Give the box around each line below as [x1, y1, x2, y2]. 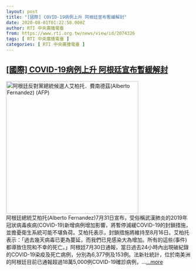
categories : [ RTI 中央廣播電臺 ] [6, 42, 85, 48]
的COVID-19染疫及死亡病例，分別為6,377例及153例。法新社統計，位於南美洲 [6, 251, 191, 258]
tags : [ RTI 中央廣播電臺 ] [6, 36, 69, 42]
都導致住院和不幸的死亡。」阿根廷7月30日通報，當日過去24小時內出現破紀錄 [6, 243, 189, 250]
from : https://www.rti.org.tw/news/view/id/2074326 [6, 31, 135, 37]
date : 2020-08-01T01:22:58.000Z [6, 19, 85, 25]
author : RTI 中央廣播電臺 [6, 25, 65, 31]
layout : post [6, 8, 38, 15]
